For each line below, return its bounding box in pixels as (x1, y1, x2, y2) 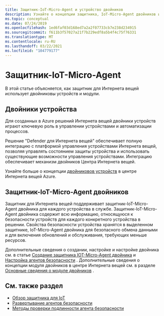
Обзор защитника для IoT (12, 295, 65, 301)
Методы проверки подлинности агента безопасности (12, 305, 124, 311)
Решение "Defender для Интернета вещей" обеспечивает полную (5, 138, 143, 144)
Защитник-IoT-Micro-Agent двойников (5, 187, 129, 196)
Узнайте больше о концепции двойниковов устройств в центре (5, 168, 137, 174)
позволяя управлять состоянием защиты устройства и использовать (5, 148, 150, 155)
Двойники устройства (5, 105, 77, 113)
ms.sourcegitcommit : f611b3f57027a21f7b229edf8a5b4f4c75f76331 (5, 30, 137, 35)
